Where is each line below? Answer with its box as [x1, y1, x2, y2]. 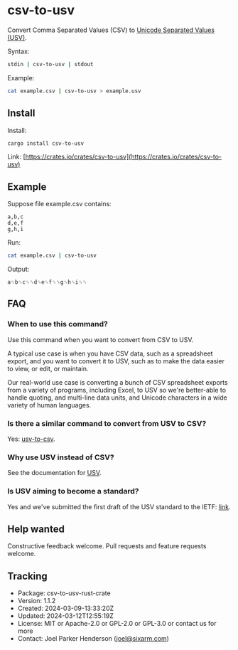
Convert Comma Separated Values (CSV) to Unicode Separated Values [7, 26, 215, 34]
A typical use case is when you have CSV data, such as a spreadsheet [7, 349, 213, 358]
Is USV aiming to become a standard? [7, 486, 139, 496]
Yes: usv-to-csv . [7, 435, 55, 443]
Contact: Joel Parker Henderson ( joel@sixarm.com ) [17, 634, 169, 643]
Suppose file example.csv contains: [7, 200, 112, 208]
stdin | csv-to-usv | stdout [7, 60, 94, 68]
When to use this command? [7, 319, 109, 329]
